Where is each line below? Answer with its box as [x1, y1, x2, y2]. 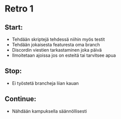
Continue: [4, 95, 36, 103]
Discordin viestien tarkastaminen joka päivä [11, 47, 102, 53]
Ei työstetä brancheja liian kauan [11, 80, 79, 86]
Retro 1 [4, 3, 33, 15]
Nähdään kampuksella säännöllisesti [11, 108, 87, 114]
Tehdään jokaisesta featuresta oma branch [11, 42, 100, 48]
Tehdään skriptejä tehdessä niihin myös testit [11, 36, 105, 42]
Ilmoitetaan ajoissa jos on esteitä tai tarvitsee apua [11, 52, 116, 58]
